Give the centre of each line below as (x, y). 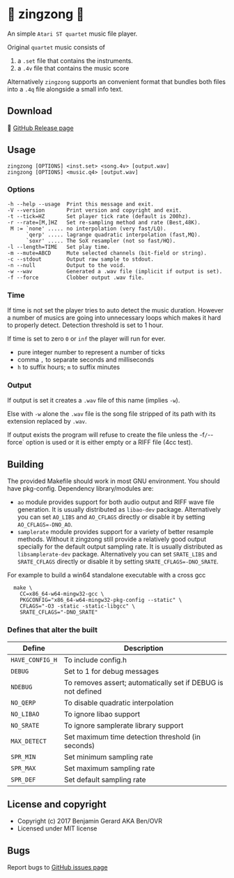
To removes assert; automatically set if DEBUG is (143, 682)
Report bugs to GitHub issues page (57, 868)
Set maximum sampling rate (109, 768)
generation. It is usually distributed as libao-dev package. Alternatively (119, 510)
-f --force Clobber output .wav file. (76, 278)
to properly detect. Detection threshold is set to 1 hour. (85, 325)
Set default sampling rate (105, 779)
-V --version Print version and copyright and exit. (95, 210)
